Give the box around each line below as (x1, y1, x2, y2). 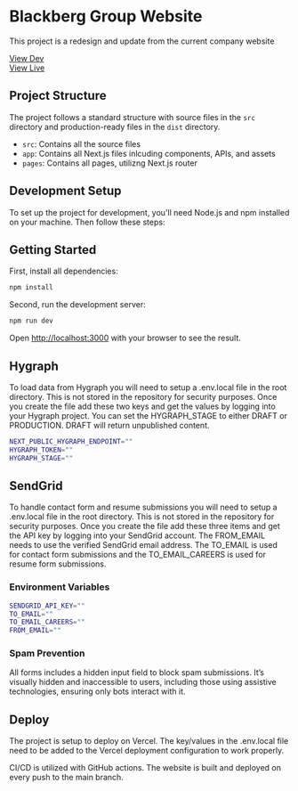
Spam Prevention (9, 648, 85, 660)
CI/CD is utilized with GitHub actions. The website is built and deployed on (9, 762, 282, 773)
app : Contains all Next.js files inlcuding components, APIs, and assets (21, 148, 276, 159)
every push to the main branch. (9, 772, 125, 783)
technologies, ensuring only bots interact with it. (9, 686, 186, 697)
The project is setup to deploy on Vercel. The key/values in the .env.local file (9, 736, 289, 746)
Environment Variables (9, 581, 110, 593)
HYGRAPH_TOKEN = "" (9, 445, 74, 454)
